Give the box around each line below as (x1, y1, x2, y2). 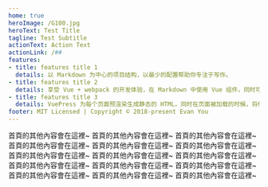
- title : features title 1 (8, 64, 98, 72)
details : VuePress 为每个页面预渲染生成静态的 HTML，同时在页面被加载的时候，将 (15, 100, 258, 108)
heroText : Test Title (8, 26, 81, 34)
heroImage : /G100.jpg (8, 19, 81, 27)
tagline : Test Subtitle (8, 33, 88, 42)
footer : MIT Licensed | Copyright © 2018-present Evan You (8, 108, 209, 116)
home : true (8, 11, 45, 20)
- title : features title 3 (8, 93, 98, 101)
